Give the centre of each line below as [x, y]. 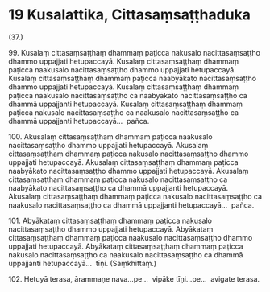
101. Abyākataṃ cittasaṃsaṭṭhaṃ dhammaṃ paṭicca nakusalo [110, 220]
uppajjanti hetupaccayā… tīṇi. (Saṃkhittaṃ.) [83, 263]
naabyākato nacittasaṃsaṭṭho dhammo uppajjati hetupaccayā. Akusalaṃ [129, 171]
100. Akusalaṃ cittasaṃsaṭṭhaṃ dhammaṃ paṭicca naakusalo [110, 136]
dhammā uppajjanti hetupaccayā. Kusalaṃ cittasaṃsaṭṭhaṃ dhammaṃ [126, 104]
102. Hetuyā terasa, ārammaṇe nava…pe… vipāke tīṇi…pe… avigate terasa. [134, 278]
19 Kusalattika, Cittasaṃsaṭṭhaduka [130, 15]
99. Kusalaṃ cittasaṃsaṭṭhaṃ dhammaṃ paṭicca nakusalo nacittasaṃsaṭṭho [134, 52]
